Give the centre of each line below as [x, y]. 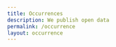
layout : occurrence [35, 33]
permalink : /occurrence [41, 26]
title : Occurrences [35, 13]
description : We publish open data [58, 20]
